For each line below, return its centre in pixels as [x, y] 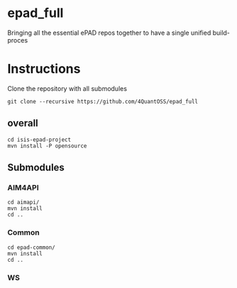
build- [221, 33]
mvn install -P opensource [47, 146]
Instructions [44, 69]
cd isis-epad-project [39, 140]
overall [23, 123]
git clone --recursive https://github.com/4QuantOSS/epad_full [103, 101]
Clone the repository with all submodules [67, 88]
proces [18, 40]
